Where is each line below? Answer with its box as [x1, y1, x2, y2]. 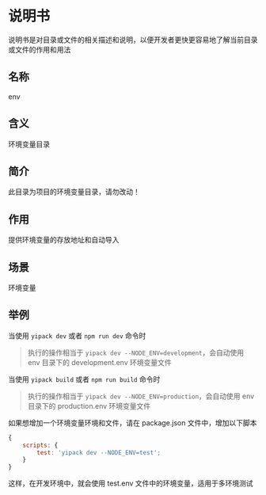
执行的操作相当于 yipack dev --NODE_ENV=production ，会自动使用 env [27, 391, 255, 401]
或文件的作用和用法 [8, 44, 71, 54]
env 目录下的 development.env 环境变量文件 [27, 357, 172, 367]
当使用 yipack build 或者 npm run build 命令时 [8, 374, 161, 384]
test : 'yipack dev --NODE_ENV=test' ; [36, 448, 161, 456]
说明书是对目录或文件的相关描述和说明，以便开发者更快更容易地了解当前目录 [8, 35, 258, 44]
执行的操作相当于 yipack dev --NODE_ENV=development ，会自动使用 [27, 348, 244, 357]
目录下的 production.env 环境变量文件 [27, 401, 151, 410]
